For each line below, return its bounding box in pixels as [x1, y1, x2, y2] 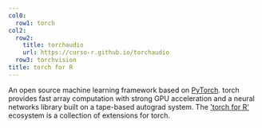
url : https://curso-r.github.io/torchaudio [22, 48, 170, 56]
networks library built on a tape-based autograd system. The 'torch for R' [8, 102, 250, 111]
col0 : [8, 11, 26, 20]
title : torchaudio [22, 41, 84, 49]
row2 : [15, 33, 34, 42]
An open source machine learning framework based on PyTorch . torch [8, 85, 240, 95]
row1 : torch [15, 19, 56, 27]
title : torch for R [8, 64, 73, 72]
